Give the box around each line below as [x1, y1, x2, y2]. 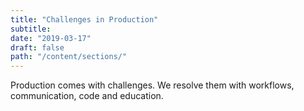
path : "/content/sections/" [10, 52, 128, 62]
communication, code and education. [10, 90, 164, 102]
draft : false [10, 42, 65, 53]
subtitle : [10, 24, 52, 34]
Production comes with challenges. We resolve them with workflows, [10, 79, 295, 91]
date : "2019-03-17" [10, 33, 92, 43]
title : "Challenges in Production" [10, 14, 159, 25]
